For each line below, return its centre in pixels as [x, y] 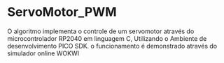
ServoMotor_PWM [62, 12]
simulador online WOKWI [43, 53]
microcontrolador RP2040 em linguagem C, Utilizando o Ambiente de [107, 38]
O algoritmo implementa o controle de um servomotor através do [101, 31]
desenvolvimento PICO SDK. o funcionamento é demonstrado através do [112, 46]
